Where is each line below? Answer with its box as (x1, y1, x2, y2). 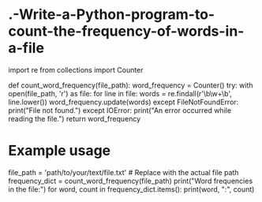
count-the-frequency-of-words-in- (8, 22, 245, 40)
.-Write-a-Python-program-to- (8, 6, 215, 24)
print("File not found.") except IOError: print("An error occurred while (8, 105, 231, 115)
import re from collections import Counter (8, 65, 144, 74)
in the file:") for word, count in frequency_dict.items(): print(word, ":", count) (8, 184, 255, 194)
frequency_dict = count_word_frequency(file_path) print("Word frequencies (8, 176, 253, 185)
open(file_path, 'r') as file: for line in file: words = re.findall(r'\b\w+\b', (8, 88, 233, 98)
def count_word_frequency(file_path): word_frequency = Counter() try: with (8, 80, 254, 90)
